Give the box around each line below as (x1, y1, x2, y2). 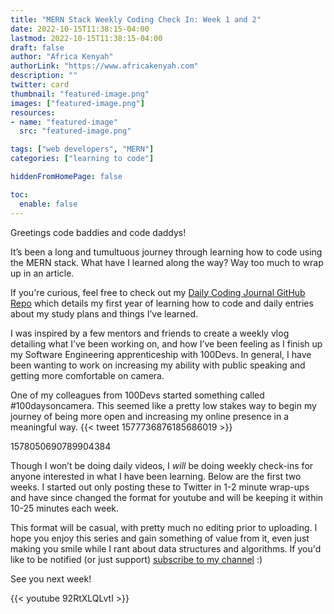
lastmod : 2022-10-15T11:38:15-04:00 (10, 33, 163, 43)
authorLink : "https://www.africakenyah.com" (10, 61, 199, 71)
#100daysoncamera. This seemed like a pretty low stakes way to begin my (10, 399, 317, 411)
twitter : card (10, 80, 70, 90)
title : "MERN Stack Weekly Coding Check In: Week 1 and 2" (10, 14, 262, 25)
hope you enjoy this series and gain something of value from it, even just (10, 532, 310, 544)
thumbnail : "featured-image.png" (10, 89, 150, 99)
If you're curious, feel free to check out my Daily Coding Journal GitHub (10, 286, 306, 298)
